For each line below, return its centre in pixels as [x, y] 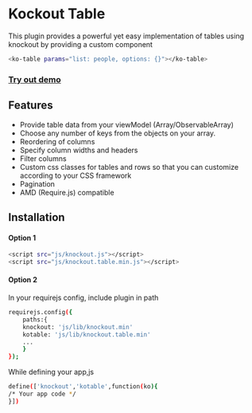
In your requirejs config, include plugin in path [83, 298]
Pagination [37, 183]
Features [31, 106]
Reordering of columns [57, 141]
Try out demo [35, 79]
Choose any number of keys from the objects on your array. [118, 133]
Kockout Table [57, 14]
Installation [37, 217]
